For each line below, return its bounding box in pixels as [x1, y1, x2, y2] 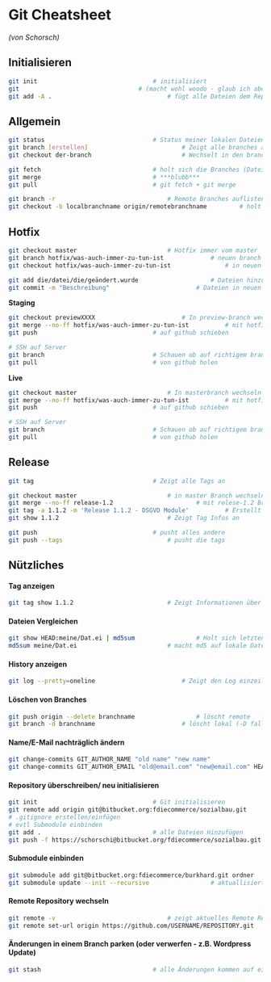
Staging [8, 298, 35, 308]
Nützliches [8, 559, 65, 573]
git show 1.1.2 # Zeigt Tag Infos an [8, 514, 240, 522]
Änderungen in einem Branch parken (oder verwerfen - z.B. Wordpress [8, 939, 252, 949]
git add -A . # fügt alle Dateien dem [8, 92, 251, 100]
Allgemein [8, 115, 61, 128]
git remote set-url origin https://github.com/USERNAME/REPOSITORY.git [8, 921, 254, 930]
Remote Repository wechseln [8, 896, 109, 906]
